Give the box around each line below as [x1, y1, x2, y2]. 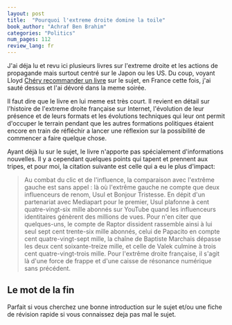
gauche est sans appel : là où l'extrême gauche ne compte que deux [24, 183, 220, 191]
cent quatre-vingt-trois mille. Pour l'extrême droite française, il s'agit [24, 249, 220, 258]
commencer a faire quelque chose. [7, 134, 107, 142]
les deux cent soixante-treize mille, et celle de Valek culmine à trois [24, 242, 217, 250]
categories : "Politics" [7, 29, 76, 37]
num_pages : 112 [7, 36, 51, 43]
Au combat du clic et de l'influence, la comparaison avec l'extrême [24, 176, 215, 184]
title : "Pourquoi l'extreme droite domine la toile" [7, 17, 166, 24]
